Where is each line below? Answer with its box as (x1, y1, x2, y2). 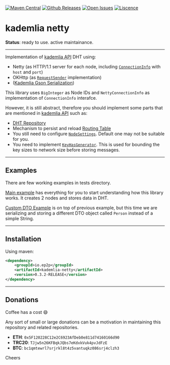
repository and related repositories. (5, 324, 79, 330)
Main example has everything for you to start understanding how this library (5, 189, 163, 195)
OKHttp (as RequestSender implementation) (12, 74, 102, 80)
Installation (5, 235, 41, 244)
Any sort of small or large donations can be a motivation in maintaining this (5, 319, 161, 325)
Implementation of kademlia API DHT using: (5, 54, 96, 60)
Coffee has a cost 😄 (5, 309, 48, 315)
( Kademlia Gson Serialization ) (12, 79, 75, 86)
